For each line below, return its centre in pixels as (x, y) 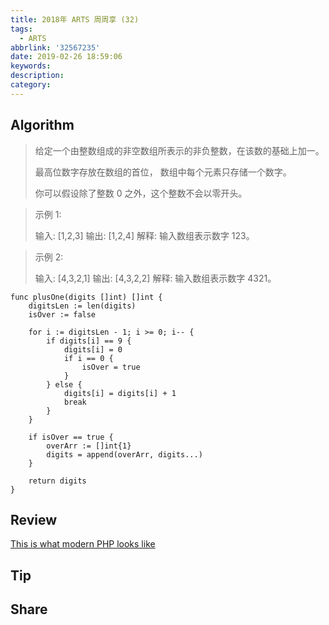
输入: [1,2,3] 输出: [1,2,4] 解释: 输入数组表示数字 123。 (144, 235)
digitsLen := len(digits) (82, 306)
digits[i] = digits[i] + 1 (120, 393)
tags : (21, 29)
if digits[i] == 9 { (89, 341)
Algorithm (42, 125)
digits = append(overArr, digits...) (124, 454)
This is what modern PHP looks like (83, 544)
